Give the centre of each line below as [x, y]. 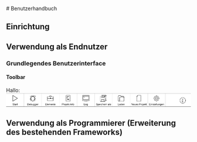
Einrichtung [28, 27]
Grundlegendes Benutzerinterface [56, 63]
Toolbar [16, 77]
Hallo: [13, 90]
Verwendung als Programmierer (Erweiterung [91, 123]
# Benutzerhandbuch [32, 8]
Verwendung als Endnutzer [57, 46]
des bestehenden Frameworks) [64, 132]
